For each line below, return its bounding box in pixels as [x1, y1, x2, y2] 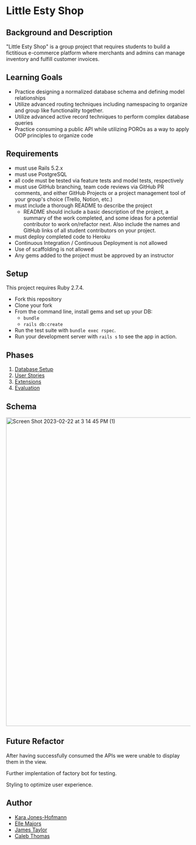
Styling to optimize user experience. [6, 781, 94, 788]
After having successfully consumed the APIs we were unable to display [6, 752, 180, 759]
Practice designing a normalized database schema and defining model [14, 88, 185, 95]
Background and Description [6, 28, 113, 38]
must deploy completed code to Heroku [14, 233, 111, 240]
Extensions [14, 378, 42, 385]
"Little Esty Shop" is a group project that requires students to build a [6, 43, 170, 50]
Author [6, 798, 32, 808]
